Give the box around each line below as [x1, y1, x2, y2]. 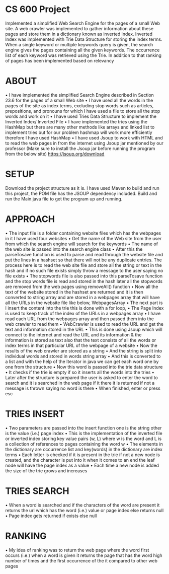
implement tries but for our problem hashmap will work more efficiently [5, 129, 152, 135]
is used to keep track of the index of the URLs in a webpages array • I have [5, 310, 161, 316]
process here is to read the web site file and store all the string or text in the [5, 262, 162, 268]
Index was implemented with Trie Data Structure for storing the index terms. [5, 36, 162, 42]
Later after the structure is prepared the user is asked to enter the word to [5, 374, 158, 381]
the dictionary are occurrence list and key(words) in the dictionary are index [5, 446, 162, 452]
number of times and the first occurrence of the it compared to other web [5, 557, 157, 563]
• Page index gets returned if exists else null [5, 513, 97, 519]
